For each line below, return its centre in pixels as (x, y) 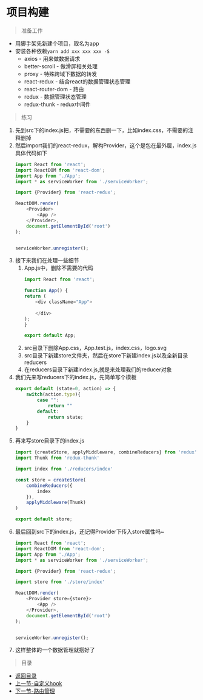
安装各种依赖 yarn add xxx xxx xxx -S (62, 51)
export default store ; (44, 519)
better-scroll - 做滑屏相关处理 (61, 66)
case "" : (48, 400)
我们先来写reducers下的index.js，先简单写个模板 (76, 377)
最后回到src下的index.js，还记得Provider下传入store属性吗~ (90, 532)
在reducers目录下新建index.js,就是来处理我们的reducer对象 (98, 369)
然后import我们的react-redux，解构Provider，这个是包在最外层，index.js (106, 145)
